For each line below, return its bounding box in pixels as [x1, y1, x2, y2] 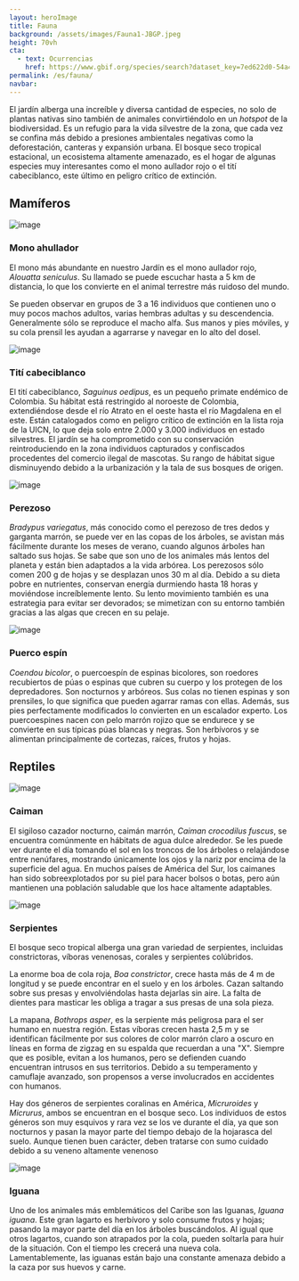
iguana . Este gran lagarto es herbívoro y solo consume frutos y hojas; [9, 1214, 265, 1226]
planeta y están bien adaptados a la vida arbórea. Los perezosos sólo [9, 560, 264, 571]
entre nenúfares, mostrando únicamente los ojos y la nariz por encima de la [9, 853, 287, 865]
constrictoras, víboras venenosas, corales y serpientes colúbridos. [9, 951, 254, 963]
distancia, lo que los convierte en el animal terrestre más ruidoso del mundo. [9, 281, 290, 292]
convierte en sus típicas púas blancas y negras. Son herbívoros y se [9, 724, 260, 735]
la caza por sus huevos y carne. [9, 1262, 126, 1273]
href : [25, 63, 46, 72]
